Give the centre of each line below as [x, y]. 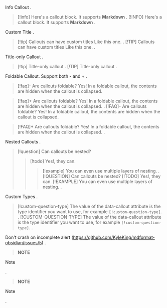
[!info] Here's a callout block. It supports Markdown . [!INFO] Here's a [90, 17]
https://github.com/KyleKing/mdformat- [114, 237]
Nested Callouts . [23, 142]
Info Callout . [18, 7]
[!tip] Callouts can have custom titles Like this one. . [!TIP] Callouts [86, 42]
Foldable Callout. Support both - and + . [46, 76]
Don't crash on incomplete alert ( [39, 237]
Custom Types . [22, 197]
